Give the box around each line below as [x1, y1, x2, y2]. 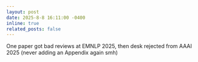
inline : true [6, 20, 39, 26]
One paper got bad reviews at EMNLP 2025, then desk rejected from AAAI [6, 43, 193, 50]
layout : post [6, 9, 39, 15]
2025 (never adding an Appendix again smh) [6, 49, 118, 57]
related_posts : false [6, 26, 61, 32]
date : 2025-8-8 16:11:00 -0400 [6, 15, 86, 21]
